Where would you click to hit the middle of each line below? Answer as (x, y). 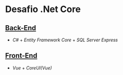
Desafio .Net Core (43, 9)
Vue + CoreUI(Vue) (32, 68)
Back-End (21, 28)
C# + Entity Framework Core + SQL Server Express (65, 40)
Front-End (21, 56)
